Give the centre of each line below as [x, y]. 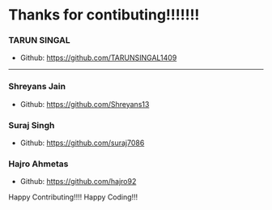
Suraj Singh [32, 125]
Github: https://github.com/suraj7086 [82, 143]
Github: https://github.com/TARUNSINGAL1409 [98, 58]
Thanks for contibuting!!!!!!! [104, 15]
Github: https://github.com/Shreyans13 [85, 104]
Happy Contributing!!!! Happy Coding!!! [73, 197]
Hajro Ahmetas [38, 164]
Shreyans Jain [37, 87]
